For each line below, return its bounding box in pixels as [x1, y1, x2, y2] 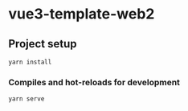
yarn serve [8, 95, 45, 103]
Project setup [8, 37, 78, 51]
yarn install [8, 58, 52, 66]
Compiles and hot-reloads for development [8, 76, 181, 88]
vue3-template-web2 [8, 5, 155, 23]
